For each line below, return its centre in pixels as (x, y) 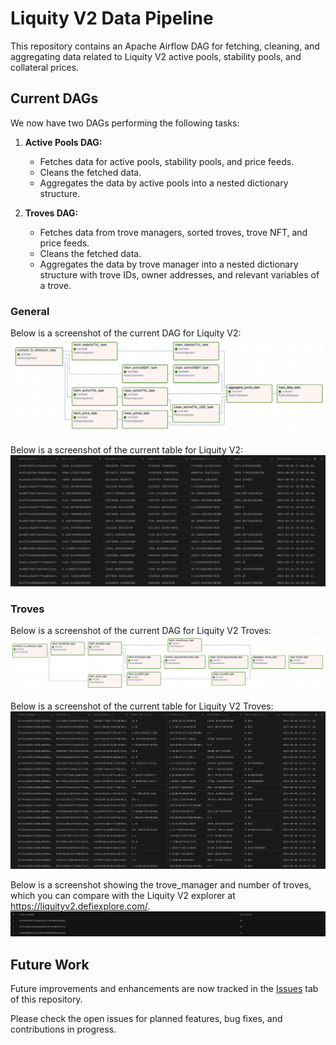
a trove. (55, 285)
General (30, 311)
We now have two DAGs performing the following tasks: (125, 123)
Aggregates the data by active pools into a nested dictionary (164, 183)
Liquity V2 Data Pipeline (112, 18)
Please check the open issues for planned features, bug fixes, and (146, 1019)
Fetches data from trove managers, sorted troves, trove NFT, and (173, 232)
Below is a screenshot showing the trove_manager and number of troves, (161, 884)
